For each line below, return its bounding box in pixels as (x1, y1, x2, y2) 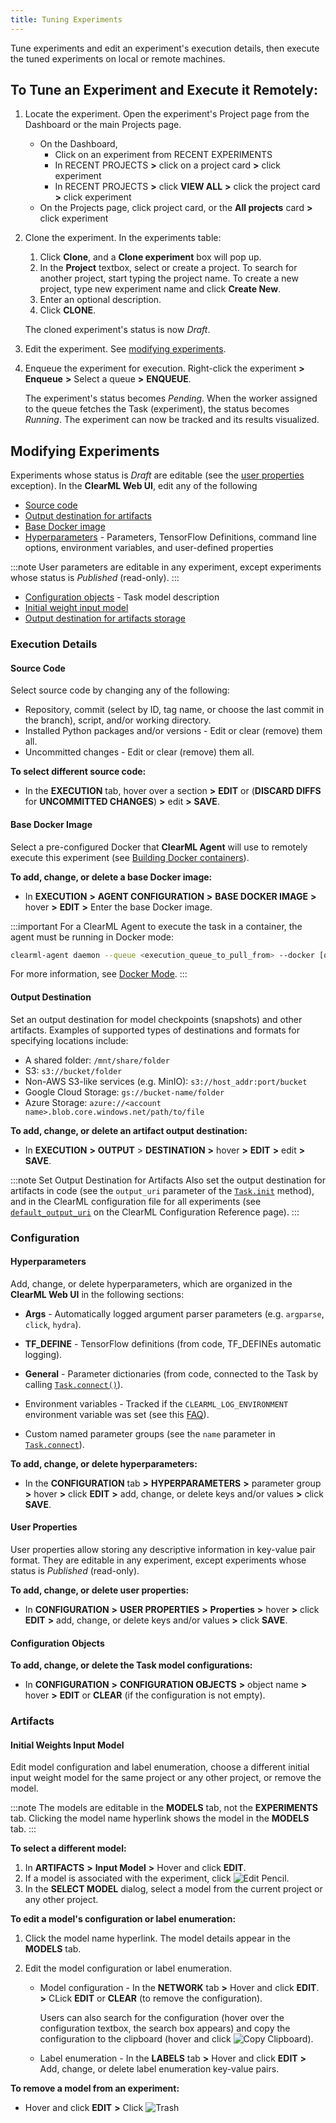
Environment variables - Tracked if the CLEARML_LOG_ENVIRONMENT (24, 1397, 289, 1410)
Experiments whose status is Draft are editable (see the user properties (10, 469, 305, 481)
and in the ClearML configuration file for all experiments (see (10, 1195, 262, 1207)
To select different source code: (10, 766, 147, 778)
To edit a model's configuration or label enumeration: (10, 1913, 237, 1925)
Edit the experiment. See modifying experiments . (24, 343, 227, 355)
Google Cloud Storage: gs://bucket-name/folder (24, 1086, 225, 1098)
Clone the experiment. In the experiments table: (24, 232, 222, 244)
